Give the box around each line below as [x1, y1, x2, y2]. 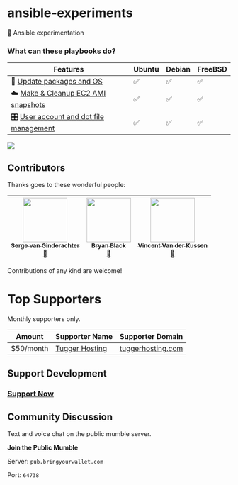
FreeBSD [197, 65, 227, 74]
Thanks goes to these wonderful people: [7, 181, 126, 189]
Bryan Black [91, 242, 126, 250]
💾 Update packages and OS [11, 77, 103, 87]
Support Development [7, 367, 108, 380]
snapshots [11, 100, 46, 110]
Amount [16, 331, 44, 341]
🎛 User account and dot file [11, 112, 105, 122]
